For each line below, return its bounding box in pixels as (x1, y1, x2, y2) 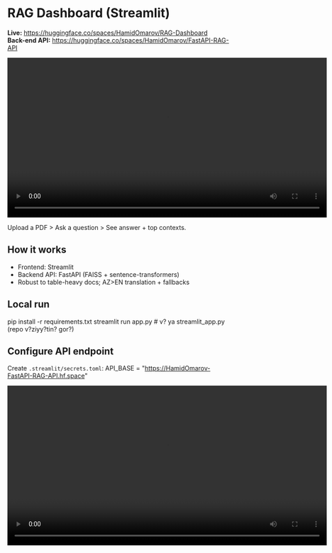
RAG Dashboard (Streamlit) (7, 5, 170, 21)
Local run (7, 298, 50, 310)
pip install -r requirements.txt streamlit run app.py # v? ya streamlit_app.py (7, 317, 225, 326)
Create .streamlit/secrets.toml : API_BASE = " (7, 364, 145, 373)
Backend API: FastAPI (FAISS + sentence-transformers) (17, 270, 179, 278)
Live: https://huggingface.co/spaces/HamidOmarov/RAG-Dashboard (7, 28, 208, 37)
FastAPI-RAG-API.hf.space (7, 371, 85, 380)
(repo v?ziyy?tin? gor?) (7, 324, 74, 333)
